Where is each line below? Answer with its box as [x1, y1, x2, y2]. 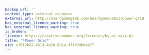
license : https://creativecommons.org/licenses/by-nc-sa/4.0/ [5, 34, 133, 39]
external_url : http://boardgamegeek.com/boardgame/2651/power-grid [5, 16, 145, 21]
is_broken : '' [5, 29, 34, 34]
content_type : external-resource [5, 11, 73, 16]
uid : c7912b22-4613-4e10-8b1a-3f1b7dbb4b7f [5, 43, 95, 47]
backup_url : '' [5, 7, 36, 12]
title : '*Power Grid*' [5, 38, 51, 43]
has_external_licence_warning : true [5, 20, 79, 25]
